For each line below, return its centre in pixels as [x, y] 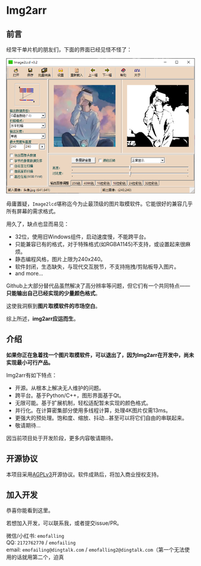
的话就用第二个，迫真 [37, 557]
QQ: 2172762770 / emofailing [41, 543]
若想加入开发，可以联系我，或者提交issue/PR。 [64, 523]
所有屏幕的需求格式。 [32, 211]
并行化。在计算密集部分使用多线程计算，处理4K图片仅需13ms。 [93, 410]
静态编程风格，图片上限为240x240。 [60, 259]
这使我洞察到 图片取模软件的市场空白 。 [53, 305]
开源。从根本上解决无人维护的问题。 [60, 388]
